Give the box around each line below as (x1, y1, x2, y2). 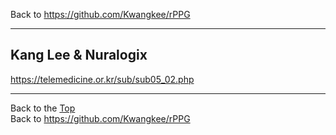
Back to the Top (10, 102, 76, 114)
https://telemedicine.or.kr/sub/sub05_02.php (10, 73, 195, 85)
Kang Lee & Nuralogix (10, 47, 148, 64)
